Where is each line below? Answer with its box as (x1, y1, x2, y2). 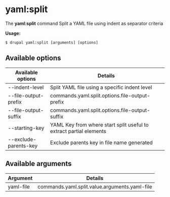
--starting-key (8, 124, 45, 132)
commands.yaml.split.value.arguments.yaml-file (37, 183, 153, 190)
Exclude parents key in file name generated (50, 139, 153, 146)
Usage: (5, 30, 21, 36)
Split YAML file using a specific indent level (50, 84, 152, 91)
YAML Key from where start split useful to (50, 121, 149, 128)
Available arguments (5, 159, 72, 168)
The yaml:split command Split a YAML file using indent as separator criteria (5, 20, 163, 26)
